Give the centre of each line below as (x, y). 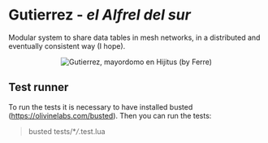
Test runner (39, 87)
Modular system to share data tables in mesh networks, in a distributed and (134, 37)
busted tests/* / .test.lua (67, 131)
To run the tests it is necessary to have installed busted (101, 106)
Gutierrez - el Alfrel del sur (99, 15)
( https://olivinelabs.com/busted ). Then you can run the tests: (110, 115)
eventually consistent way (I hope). (67, 45)
